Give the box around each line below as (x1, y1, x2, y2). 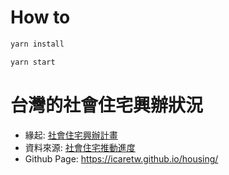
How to (10, 6, 71, 29)
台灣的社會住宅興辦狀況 (10, 94, 204, 116)
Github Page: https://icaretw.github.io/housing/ (24, 152, 219, 165)
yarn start (10, 57, 56, 67)
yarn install (10, 39, 65, 49)
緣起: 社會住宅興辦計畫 (24, 129, 118, 141)
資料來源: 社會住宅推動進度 (24, 141, 136, 153)
